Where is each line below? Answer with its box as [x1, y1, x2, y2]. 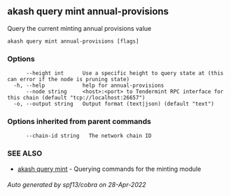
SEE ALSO [7, 148, 43, 158]
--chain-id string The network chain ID [25, 132, 152, 139]
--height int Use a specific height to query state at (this [25, 70, 224, 77]
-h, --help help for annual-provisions [13, 82, 164, 90]
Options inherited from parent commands [7, 117, 152, 127]
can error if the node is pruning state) [7, 76, 130, 83]
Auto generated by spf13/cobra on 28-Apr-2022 [7, 181, 146, 189]
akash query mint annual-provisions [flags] [7, 38, 139, 45]
